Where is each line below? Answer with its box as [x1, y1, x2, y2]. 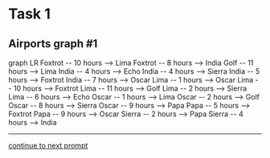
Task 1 [8, 5, 51, 23]
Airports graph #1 [8, 37, 98, 51]
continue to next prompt [8, 141, 88, 150]
